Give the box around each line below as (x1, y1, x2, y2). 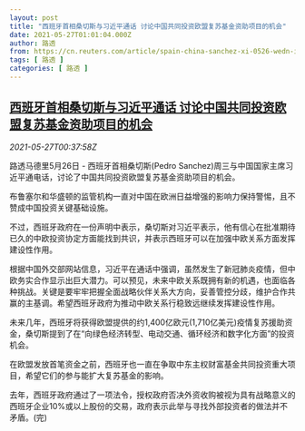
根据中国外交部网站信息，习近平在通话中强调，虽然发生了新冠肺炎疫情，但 (9, 263, 288, 274)
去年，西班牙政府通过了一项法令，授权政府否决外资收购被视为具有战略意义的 (9, 389, 296, 400)
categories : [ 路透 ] (9, 64, 89, 73)
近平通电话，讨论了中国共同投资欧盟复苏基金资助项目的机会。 (9, 171, 241, 182)
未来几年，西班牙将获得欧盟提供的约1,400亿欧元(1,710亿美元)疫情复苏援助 (9, 317, 285, 328)
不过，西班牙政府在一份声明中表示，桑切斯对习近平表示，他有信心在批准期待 (9, 221, 296, 232)
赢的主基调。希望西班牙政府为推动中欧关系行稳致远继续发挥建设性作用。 (9, 297, 280, 309)
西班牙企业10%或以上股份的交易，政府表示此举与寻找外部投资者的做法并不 (9, 400, 289, 411)
